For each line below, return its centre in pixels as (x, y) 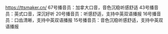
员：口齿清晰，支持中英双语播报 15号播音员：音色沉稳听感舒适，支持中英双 (84, 20)
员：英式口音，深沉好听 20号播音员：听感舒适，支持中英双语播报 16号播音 (83, 14)
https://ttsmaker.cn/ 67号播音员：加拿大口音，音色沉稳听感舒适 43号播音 (82, 7)
